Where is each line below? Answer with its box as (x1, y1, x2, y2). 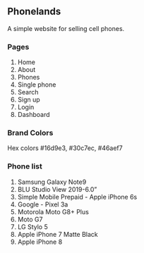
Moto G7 (17, 215, 43, 223)
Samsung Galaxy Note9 (17, 178, 87, 186)
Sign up (17, 95, 40, 104)
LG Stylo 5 (17, 222, 48, 231)
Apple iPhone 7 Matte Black (17, 230, 99, 238)
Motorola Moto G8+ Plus (17, 207, 90, 216)
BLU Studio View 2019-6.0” (17, 185, 97, 193)
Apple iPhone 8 (17, 237, 63, 246)
